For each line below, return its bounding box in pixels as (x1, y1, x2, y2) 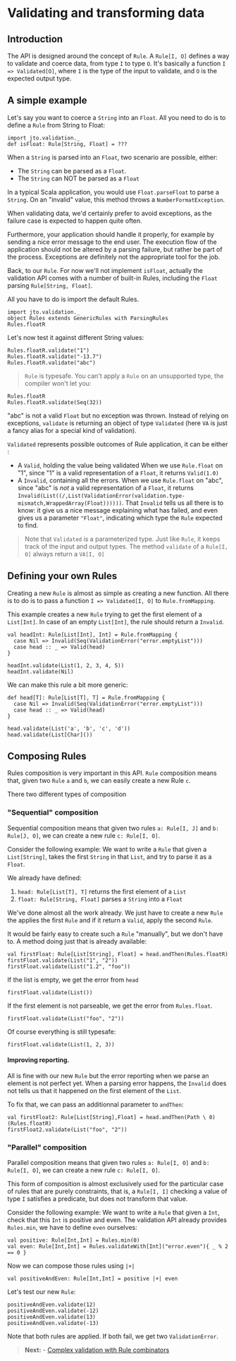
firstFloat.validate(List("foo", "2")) (7, 1015, 125, 1022)
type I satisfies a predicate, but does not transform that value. (7, 1195, 188, 1203)
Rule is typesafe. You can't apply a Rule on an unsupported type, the (24, 372, 224, 380)
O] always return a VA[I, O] (24, 549, 105, 558)
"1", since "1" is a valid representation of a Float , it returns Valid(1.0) (17, 468, 220, 477)
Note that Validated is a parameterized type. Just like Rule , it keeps (24, 535, 221, 543)
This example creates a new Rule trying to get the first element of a (7, 610, 202, 618)
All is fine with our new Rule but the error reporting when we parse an (7, 1071, 209, 1080)
